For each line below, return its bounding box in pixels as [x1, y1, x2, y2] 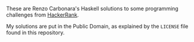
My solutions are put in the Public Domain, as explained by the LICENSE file [6, 23, 189, 30]
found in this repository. [6, 29, 64, 36]
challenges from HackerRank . [6, 11, 79, 18]
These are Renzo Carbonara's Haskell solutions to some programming [6, 5, 179, 12]
